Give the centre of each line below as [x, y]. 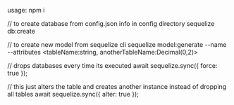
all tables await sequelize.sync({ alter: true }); [73, 94]
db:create [21, 31]
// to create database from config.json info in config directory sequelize [111, 23]
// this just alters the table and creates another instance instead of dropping [117, 86]
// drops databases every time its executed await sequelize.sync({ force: [112, 65]
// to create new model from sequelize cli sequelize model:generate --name [117, 44]
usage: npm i [26, 10]
